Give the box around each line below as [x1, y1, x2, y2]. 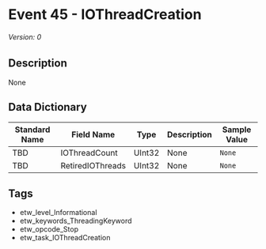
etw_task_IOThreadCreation [19, 233, 111, 243]
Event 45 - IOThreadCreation [8, 6, 202, 24]
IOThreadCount [60, 147, 119, 158]
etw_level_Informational [19, 208, 97, 217]
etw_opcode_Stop [19, 224, 79, 234]
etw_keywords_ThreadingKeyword [19, 216, 132, 226]
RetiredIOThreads [60, 160, 127, 171]
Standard [14, 124, 51, 135]
